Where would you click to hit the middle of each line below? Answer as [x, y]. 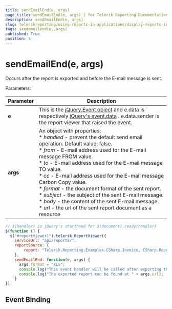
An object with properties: [70, 130]
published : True [23, 34]
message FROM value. [66, 156]
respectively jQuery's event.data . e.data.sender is [99, 116]
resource [49, 214]
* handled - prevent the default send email [91, 137]
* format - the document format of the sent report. [100, 188]
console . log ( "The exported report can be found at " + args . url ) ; [91, 274]
